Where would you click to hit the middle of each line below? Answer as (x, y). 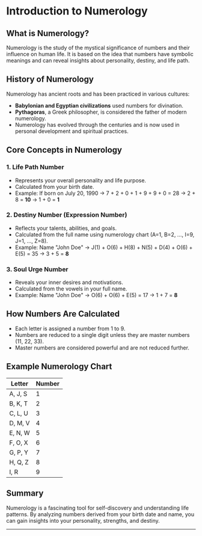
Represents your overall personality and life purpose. (80, 180)
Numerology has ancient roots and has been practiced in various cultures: (98, 94)
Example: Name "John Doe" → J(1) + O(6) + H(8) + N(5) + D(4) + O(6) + (104, 247)
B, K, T (19, 403)
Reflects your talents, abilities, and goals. (66, 228)
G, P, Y (19, 452)
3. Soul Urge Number (37, 269)
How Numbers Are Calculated (63, 314)
